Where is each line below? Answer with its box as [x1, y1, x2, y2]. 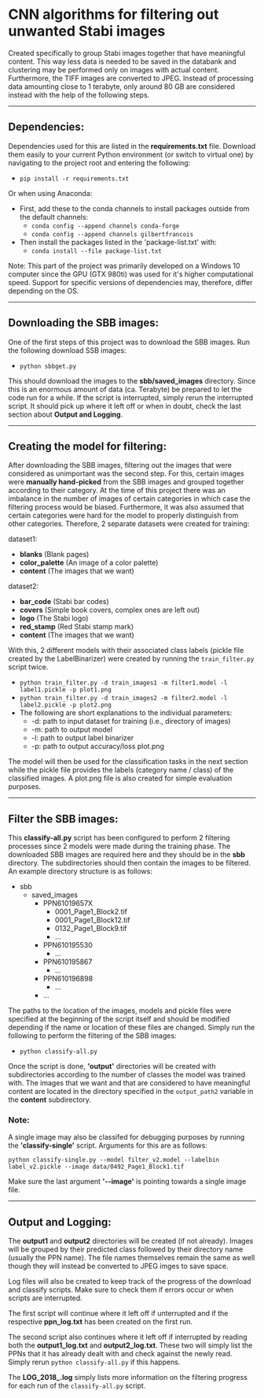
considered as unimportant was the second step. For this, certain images [8, 469, 245, 478]
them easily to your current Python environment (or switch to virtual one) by [8, 150, 254, 159]
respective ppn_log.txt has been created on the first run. [8, 1317, 192, 1326]
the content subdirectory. [8, 1095, 92, 1104]
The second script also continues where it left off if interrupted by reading [8, 1333, 247, 1342]
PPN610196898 [42, 974, 93, 984]
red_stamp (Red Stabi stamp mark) [19, 622, 134, 632]
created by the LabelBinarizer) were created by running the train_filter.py [8, 654, 255, 663]
